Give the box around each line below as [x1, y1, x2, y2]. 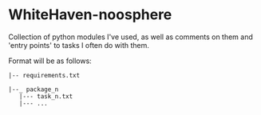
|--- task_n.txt [18, 92, 73, 101]
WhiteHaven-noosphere [8, 6, 172, 24]
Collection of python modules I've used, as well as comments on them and [8, 32, 254, 42]
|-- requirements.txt [8, 71, 81, 79]
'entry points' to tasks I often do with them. [8, 40, 150, 50]
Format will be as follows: [8, 56, 92, 65]
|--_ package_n [8, 85, 59, 93]
